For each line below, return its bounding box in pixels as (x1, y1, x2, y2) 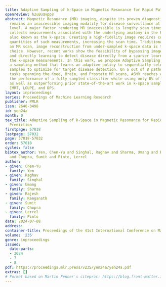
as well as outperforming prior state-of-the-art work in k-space (9, 81, 149, 86)
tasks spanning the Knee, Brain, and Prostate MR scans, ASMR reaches (9, 72, 158, 77)
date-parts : (9, 246, 35, 251)
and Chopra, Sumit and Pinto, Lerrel (9, 154, 87, 159)
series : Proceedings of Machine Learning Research (5, 95, 112, 99)
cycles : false (5, 145, 35, 150)
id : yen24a (5, 108, 28, 114)
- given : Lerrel (5, 210, 39, 215)
